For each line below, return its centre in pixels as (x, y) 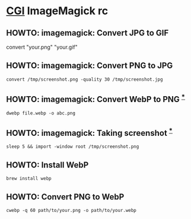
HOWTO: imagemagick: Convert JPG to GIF (87, 33)
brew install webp (29, 179)
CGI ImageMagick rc (57, 11)
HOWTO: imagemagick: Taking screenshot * (90, 132)
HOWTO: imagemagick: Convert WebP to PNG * (96, 99)
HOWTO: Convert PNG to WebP (65, 197)
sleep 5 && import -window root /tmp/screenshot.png (73, 147)
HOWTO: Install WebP (47, 165)
